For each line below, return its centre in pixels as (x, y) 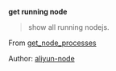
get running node (38, 12)
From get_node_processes (52, 43)
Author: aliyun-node (41, 58)
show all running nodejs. (69, 27)
